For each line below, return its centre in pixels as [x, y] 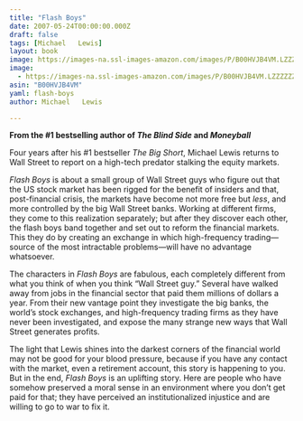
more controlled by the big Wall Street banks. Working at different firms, [143, 209]
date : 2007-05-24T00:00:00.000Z [70, 26]
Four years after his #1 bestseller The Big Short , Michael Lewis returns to [144, 153]
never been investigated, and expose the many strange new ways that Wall [148, 323]
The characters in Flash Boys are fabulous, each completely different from [147, 274]
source [23, 247]
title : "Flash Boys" [48, 18]
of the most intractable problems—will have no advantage [145, 247]
